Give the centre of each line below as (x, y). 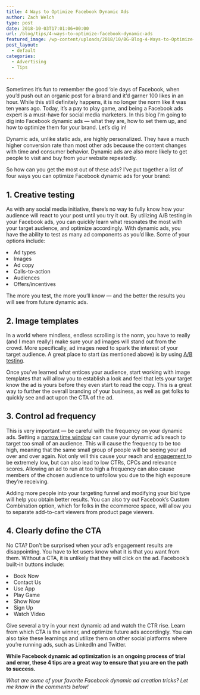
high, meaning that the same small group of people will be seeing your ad (96, 450)
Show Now (27, 601)
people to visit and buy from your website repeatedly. (72, 158)
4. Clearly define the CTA (54, 531)
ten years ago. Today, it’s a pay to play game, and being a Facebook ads (95, 109)
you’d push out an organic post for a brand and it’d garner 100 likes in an (95, 96)
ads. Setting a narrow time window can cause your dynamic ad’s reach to (96, 437)
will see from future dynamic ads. (47, 302)
